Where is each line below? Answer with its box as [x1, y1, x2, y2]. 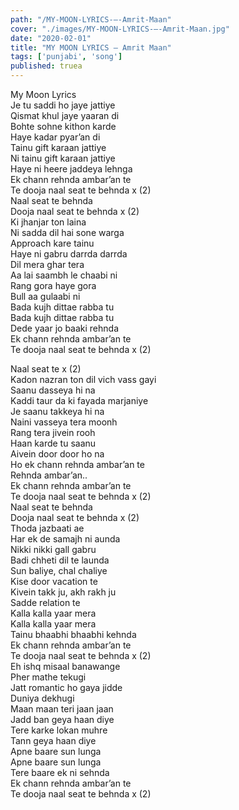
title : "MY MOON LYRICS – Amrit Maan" [10, 42, 172, 53]
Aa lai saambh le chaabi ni [10, 269, 118, 281]
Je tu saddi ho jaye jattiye [10, 99, 116, 111]
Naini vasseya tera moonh [10, 416, 118, 428]
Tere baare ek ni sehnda [10, 767, 110, 778]
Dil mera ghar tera [10, 259, 85, 270]
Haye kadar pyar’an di [10, 131, 101, 143]
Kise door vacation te [10, 576, 98, 587]
